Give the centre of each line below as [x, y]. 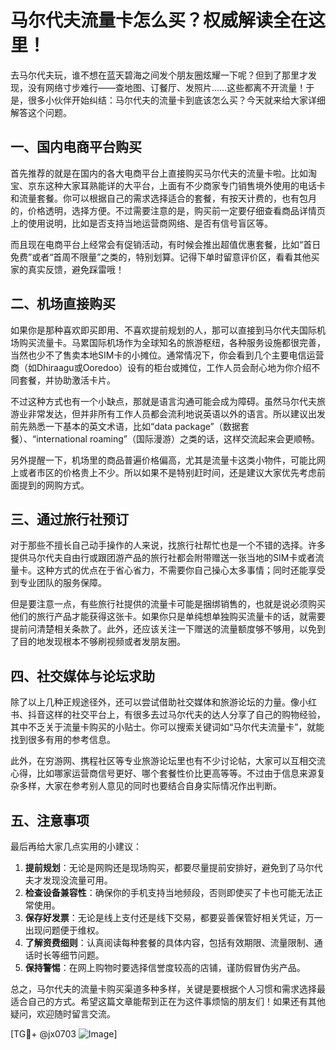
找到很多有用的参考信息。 [63, 740]
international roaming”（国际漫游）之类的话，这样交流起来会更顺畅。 [178, 438]
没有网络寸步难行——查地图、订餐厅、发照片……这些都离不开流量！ [167, 87]
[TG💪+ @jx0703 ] [64, 1034]
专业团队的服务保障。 [62, 583]
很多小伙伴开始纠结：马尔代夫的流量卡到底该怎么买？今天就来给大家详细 [176, 100]
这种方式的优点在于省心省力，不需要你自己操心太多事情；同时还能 [172, 570]
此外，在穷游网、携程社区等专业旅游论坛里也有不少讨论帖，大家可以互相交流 [168, 761]
